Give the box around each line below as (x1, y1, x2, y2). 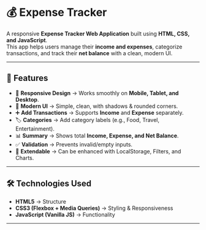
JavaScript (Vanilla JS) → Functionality (15, 210, 115, 218)
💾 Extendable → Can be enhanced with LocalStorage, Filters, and (15, 147, 181, 155)
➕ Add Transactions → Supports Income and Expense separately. (15, 109, 184, 116)
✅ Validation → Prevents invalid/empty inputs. (15, 140, 133, 148)
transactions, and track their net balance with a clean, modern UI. (6, 49, 173, 56)
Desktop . (15, 96, 39, 103)
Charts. (15, 154, 34, 161)
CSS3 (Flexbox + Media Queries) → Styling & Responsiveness (15, 204, 174, 212)
